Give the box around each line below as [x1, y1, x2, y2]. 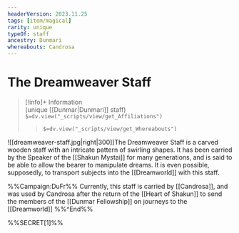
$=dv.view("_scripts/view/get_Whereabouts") [42, 125, 178, 133]
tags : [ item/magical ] [7, 17, 72, 24]
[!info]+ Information [24, 98, 83, 106]
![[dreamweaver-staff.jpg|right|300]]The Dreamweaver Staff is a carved [7, 138, 219, 146]
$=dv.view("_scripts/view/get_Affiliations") [24, 113, 163, 120]
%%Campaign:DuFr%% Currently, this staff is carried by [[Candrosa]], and [7, 182, 228, 190]
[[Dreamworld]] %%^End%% [7, 204, 93, 213]
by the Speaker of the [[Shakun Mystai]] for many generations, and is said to [7, 152, 233, 161]
